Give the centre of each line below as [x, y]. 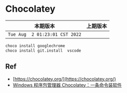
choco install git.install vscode [43, 51]
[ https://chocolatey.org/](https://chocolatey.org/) [64, 79]
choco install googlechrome [35, 46]
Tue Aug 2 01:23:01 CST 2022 [45, 34]
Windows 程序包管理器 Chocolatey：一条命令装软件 [67, 85]
